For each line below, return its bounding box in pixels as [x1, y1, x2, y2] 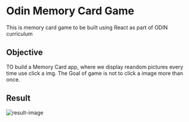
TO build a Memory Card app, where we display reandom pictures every [6, 63, 184, 70]
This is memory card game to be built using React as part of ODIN [6, 24, 168, 31]
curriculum [6, 30, 33, 37]
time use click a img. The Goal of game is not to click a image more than [6, 70, 184, 77]
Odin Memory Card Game [6, 4, 135, 18]
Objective [6, 48, 44, 58]
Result [6, 93, 31, 104]
